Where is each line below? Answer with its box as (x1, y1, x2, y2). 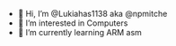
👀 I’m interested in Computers (17, 18, 128, 28)
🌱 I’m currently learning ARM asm (17, 27, 142, 37)
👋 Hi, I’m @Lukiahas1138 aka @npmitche (17, 9, 168, 19)
